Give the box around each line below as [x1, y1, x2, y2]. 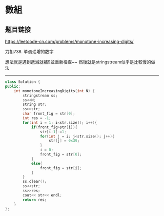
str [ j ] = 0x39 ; [48, 138, 80, 143]
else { [31, 161, 42, 166]
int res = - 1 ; [22, 116, 51, 120]
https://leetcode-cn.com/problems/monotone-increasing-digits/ [5, 39, 134, 44]
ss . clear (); [22, 179, 47, 184]
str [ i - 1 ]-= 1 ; [40, 129, 67, 134]
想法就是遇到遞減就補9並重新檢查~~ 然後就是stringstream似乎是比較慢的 [5, 59, 151, 65]
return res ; [22, 197, 47, 202]
